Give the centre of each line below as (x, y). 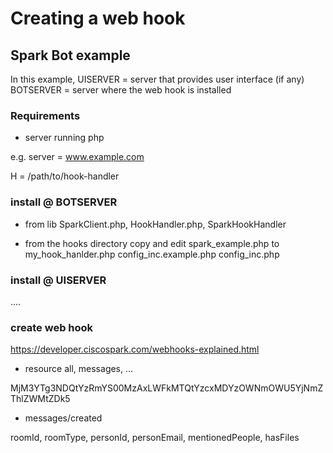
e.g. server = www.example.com (77, 157)
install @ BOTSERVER (64, 202)
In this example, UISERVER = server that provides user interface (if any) (157, 79)
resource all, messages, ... (79, 369)
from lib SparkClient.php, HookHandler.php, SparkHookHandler (155, 224)
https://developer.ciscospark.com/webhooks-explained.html (135, 349)
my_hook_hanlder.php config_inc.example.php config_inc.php (152, 254)
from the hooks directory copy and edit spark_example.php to (152, 243)
